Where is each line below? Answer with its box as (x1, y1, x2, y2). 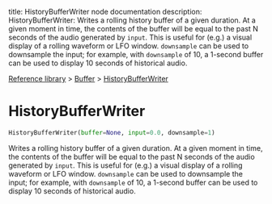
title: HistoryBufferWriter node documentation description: (8, 7, 202, 16)
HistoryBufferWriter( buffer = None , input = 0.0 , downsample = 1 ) (8, 128, 216, 136)
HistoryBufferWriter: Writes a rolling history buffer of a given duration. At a (8, 15, 257, 25)
